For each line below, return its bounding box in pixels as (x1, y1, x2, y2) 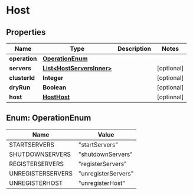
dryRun (9, 83, 31, 92)
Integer (42, 74, 64, 82)
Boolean (42, 83, 67, 92)
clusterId (9, 74, 35, 82)
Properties (6, 27, 46, 37)
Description (117, 45, 152, 53)
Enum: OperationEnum (6, 113, 91, 123)
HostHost (42, 93, 70, 101)
